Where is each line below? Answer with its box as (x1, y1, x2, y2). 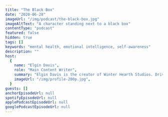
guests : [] (5, 86, 28, 91)
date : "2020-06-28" (5, 12, 46, 17)
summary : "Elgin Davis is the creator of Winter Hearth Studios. (14, 72, 153, 77)
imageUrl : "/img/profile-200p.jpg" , (14, 77, 91, 82)
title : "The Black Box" (5, 7, 55, 12)
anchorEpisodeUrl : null (5, 91, 55, 96)
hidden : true (5, 35, 32, 40)
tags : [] (5, 40, 23, 45)
